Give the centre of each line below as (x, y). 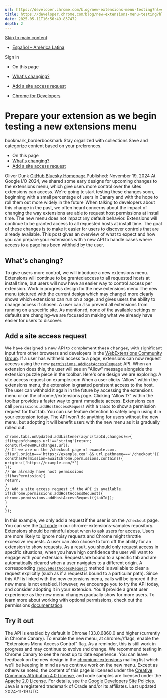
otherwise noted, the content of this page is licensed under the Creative (79, 670)
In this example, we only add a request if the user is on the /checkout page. (82, 520)
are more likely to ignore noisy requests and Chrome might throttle (73, 536)
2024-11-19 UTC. (22, 691)
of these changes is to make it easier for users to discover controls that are (82, 229)
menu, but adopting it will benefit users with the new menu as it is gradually (83, 422)
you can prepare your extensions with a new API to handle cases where (79, 240)
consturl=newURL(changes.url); (38, 445)
